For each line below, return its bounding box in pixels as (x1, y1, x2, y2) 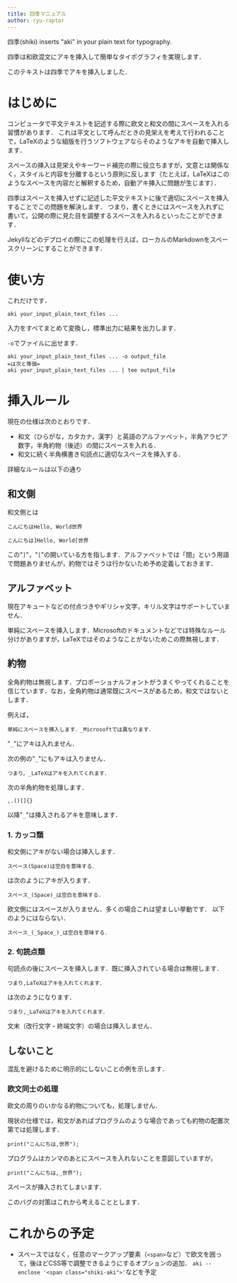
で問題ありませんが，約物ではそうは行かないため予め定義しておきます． (7, 559, 217, 568)
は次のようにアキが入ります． (7, 876, 94, 885)
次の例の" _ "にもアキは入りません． (7, 754, 110, 763)
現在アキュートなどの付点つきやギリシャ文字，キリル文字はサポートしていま (7, 602, 231, 610)
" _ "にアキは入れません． (7, 739, 79, 748)
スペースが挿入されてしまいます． (7, 1183, 106, 1192)
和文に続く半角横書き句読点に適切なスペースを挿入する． (17, 450, 185, 459)
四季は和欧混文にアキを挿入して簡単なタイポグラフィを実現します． (7, 52, 205, 61)
